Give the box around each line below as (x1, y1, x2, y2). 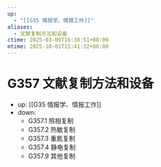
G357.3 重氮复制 (28, 134, 76, 142)
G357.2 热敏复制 (28, 125, 76, 134)
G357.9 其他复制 (28, 151, 76, 160)
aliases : (7, 23, 33, 30)
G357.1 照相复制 (28, 116, 74, 125)
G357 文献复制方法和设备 (7, 75, 154, 92)
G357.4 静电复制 (28, 142, 76, 151)
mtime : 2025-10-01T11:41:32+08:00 (7, 43, 109, 50)
